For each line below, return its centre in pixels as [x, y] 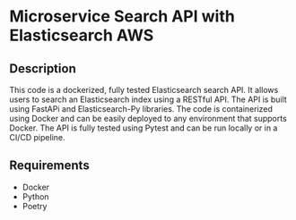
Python [35, 196]
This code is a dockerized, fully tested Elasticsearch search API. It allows [144, 90]
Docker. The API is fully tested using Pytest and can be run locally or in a [144, 128]
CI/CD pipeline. [37, 137]
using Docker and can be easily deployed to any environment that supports [148, 118]
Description [43, 68]
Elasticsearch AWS [82, 35]
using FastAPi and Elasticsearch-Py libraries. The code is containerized [141, 109]
